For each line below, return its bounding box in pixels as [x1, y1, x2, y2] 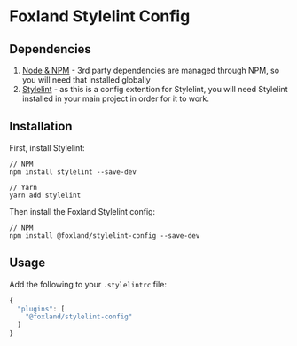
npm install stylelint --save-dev [9, 167, 137, 177]
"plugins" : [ [17, 304, 66, 313]
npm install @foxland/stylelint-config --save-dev [9, 231, 200, 240]
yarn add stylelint [9, 191, 82, 200]
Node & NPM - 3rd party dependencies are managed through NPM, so [21, 65, 280, 75]
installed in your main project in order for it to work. [21, 93, 210, 104]
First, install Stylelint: [9, 142, 86, 153]
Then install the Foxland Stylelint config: [9, 206, 156, 216]
